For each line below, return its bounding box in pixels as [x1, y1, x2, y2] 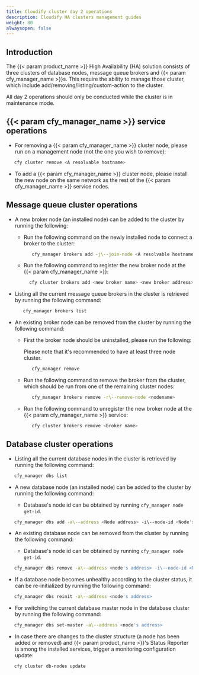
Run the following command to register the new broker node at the [23, 262, 186, 269]
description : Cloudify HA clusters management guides [6, 14, 142, 20]
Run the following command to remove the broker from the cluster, [23, 377, 186, 384]
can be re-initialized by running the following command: [14, 582, 151, 590]
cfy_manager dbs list [14, 472, 68, 479]
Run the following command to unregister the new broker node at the [23, 405, 192, 412]
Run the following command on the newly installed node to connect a [23, 233, 192, 241]
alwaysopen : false [6, 25, 52, 31]
